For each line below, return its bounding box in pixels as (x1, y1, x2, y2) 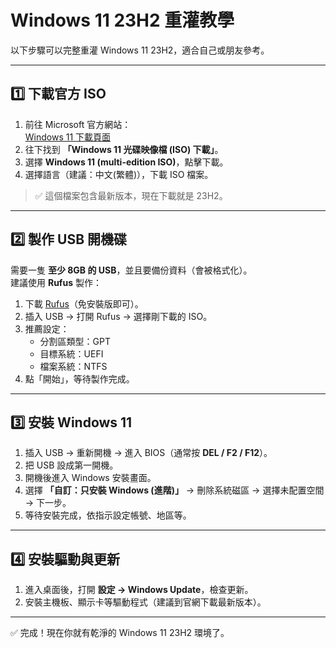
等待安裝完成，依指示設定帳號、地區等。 (24, 509, 192, 521)
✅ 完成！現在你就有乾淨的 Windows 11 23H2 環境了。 (10, 627, 230, 639)
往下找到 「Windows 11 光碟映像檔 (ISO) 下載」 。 (24, 143, 224, 155)
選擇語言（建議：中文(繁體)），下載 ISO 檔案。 (24, 168, 214, 180)
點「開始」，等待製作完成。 (24, 372, 135, 385)
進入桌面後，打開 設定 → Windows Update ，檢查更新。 (24, 584, 254, 596)
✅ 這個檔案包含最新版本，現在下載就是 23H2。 (34, 189, 228, 201)
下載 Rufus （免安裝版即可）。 (24, 297, 144, 310)
